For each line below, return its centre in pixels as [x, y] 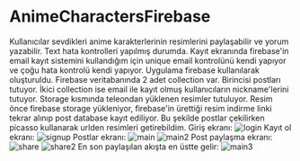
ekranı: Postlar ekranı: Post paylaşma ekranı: [141, 137]
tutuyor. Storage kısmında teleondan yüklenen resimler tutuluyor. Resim [141, 98]
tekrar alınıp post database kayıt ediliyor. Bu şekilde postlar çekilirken [137, 118]
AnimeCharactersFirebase [110, 17]
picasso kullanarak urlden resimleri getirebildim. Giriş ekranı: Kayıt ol [150, 127]
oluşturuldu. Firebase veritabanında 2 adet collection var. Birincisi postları [145, 79]
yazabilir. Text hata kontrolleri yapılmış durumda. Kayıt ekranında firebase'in [149, 50]
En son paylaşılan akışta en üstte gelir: [149, 147]
